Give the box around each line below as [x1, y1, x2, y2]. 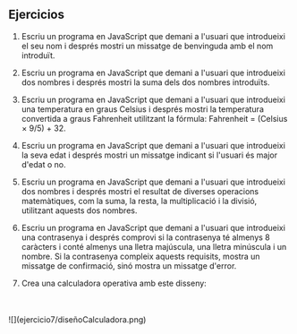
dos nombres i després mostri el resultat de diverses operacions [21, 185, 259, 196]
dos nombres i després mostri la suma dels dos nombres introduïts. [21, 76, 270, 88]
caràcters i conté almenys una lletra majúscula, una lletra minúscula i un [21, 241, 287, 252]
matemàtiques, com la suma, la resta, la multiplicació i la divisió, [21, 195, 258, 206]
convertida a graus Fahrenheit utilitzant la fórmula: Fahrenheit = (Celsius [21, 113, 288, 124]
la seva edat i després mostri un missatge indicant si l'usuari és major [21, 150, 278, 160]
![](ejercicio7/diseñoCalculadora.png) [8, 313, 147, 325]
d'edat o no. [21, 158, 66, 169]
